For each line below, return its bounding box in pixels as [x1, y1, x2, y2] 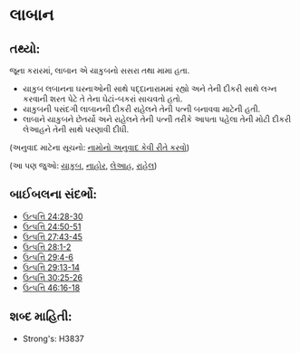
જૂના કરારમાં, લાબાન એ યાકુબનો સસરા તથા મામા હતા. [9, 65, 190, 76]
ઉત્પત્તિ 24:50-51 [22, 221, 82, 232]
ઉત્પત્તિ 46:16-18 [22, 281, 81, 293]
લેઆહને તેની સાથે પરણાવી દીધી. [22, 124, 130, 135]
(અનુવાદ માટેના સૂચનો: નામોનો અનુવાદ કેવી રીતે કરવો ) [9, 142, 190, 153]
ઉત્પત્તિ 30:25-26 [22, 272, 83, 282]
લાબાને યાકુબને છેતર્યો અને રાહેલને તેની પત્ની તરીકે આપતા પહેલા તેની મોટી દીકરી [22, 114, 292, 124]
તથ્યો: [9, 41, 41, 56]
